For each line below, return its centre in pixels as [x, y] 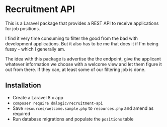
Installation [23, 85]
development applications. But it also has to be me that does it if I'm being [82, 43]
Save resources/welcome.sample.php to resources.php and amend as [83, 108]
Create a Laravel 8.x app [38, 97]
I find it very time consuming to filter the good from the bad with [72, 38]
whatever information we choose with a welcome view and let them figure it [83, 64]
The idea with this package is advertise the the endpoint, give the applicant [83, 58]
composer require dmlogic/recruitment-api [58, 103]
